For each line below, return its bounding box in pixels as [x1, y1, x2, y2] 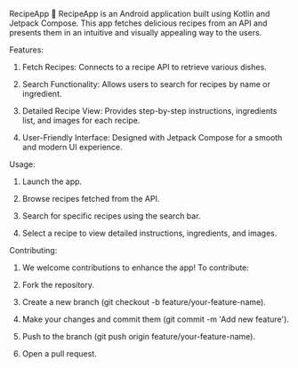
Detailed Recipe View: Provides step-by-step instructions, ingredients [21, 106, 278, 116]
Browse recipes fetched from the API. [21, 194, 160, 204]
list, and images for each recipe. [21, 116, 141, 125]
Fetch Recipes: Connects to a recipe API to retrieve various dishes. [21, 62, 267, 72]
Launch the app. [21, 176, 83, 187]
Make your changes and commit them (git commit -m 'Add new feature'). [21, 314, 289, 324]
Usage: [9, 159, 36, 169]
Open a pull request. [21, 348, 98, 359]
